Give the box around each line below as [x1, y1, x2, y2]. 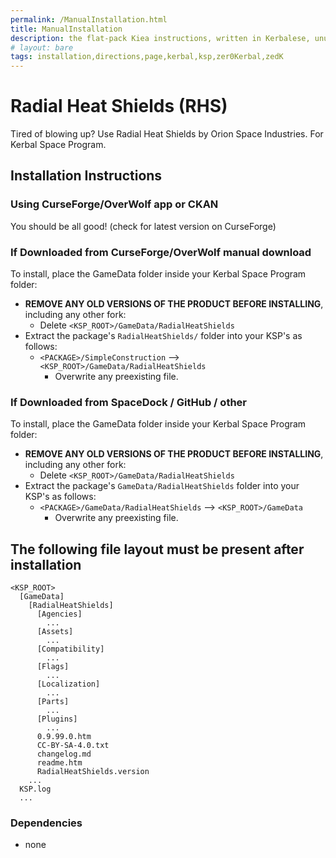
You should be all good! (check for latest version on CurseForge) [10, 220, 277, 232]
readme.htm [36, 758, 83, 768]
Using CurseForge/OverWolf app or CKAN [10, 197, 219, 211]
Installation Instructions [10, 167, 163, 185]
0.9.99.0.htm [36, 732, 92, 742]
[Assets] [36, 627, 74, 637]
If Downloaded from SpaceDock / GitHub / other [10, 395, 247, 409]
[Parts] [36, 697, 70, 707]
